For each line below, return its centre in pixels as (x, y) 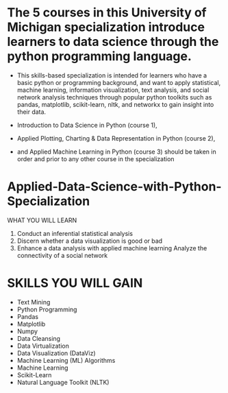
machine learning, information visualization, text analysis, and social (113, 90)
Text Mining (34, 302)
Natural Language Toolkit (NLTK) (63, 382)
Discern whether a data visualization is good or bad (90, 241)
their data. (31, 112)
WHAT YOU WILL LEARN (42, 220)
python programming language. (99, 57)
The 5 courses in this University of (107, 13)
